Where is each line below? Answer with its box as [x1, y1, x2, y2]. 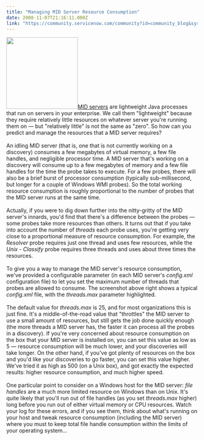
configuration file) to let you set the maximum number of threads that [6, 278, 179, 285]
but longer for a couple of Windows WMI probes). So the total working [6, 181, 182, 188]
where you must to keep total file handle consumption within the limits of [6, 420, 188, 428]
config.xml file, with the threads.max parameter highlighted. [6, 291, 157, 299]
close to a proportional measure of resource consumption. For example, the [6, 233, 195, 240]
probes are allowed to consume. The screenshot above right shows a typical [6, 285, 198, 292]
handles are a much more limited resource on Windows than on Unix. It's [6, 388, 188, 396]
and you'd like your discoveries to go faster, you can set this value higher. [6, 356, 191, 363]
